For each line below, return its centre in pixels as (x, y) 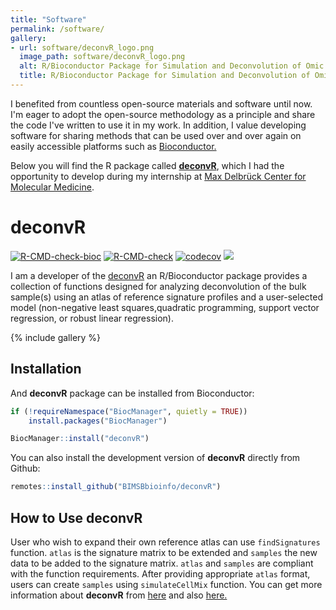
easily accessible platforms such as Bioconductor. (113, 146)
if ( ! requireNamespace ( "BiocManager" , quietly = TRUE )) (129, 411)
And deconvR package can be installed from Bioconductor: (132, 393)
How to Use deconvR (76, 517)
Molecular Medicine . (52, 187)
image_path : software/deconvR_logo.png (102, 57)
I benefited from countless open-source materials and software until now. (161, 103)
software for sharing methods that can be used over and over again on (156, 135)
